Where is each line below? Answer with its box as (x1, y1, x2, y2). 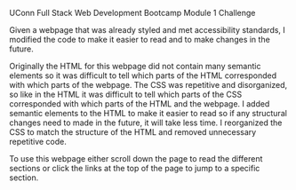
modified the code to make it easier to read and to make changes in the (9, 35, 271, 44)
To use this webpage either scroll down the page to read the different (9, 154, 263, 163)
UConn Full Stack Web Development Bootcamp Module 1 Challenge (9, 8, 256, 18)
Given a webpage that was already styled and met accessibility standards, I (9, 25, 286, 35)
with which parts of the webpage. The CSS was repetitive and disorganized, (9, 80, 288, 90)
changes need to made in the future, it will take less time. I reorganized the (9, 117, 283, 128)
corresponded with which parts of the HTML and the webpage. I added (9, 99, 270, 109)
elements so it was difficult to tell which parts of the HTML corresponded (9, 70, 277, 81)
